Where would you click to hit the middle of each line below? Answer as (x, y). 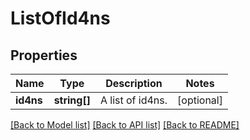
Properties (44, 55)
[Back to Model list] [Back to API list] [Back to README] (125, 125)
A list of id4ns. (133, 100)
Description (134, 83)
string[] (72, 100)
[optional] (200, 100)
